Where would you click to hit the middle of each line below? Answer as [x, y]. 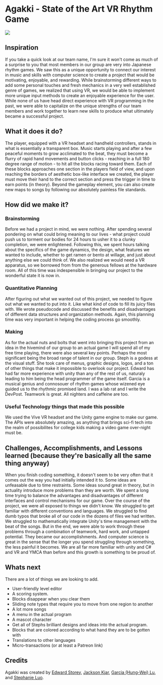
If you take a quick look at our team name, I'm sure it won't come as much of [81, 59]
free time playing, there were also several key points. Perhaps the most [76, 352]
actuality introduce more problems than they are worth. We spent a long [77, 490]
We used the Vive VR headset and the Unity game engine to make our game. [81, 417]
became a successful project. [35, 116]
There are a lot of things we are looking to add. [52, 579]
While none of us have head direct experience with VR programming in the [80, 100]
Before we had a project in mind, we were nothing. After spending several [78, 229]
